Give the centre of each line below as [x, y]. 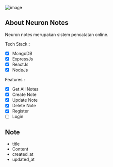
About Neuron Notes [37, 23]
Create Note [24, 94]
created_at [23, 154]
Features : [15, 80]
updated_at [23, 159]
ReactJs [20, 64]
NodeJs [20, 70]
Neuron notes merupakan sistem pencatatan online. [57, 35]
